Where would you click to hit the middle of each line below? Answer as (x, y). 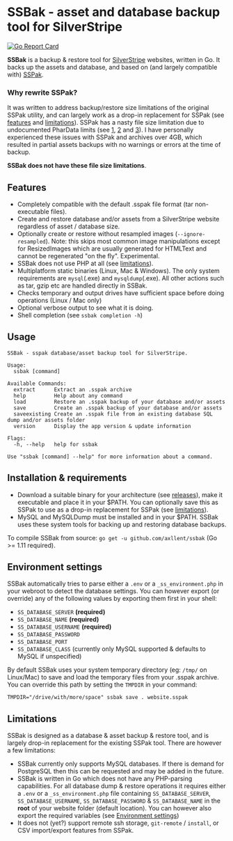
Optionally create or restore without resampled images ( (97, 234)
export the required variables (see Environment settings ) (98, 816)
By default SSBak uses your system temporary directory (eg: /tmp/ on (107, 670)
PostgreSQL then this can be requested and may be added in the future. (120, 771)
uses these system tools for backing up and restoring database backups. (122, 524)
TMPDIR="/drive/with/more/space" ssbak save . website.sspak (98, 698)
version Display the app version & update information (102, 426)
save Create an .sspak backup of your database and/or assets (118, 408)
